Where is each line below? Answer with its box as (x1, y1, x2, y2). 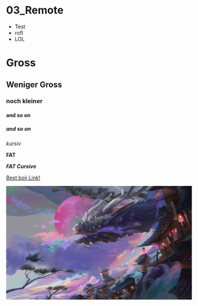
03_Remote (6, 4, 64, 17)
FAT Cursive (6, 163, 37, 169)
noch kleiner (6, 97, 43, 105)
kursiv (6, 140, 21, 147)
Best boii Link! (6, 174, 41, 181)
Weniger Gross (6, 79, 62, 89)
